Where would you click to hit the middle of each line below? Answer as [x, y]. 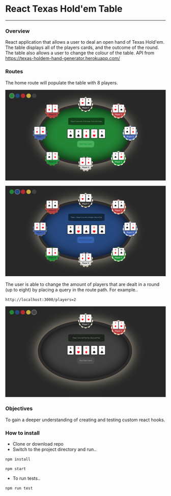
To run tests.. [26, 478]
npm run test [19, 488]
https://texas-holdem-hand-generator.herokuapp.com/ [63, 59]
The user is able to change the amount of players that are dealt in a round [82, 284]
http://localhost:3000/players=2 [41, 300]
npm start [16, 469]
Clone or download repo [38, 444]
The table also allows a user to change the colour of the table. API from [80, 53]
